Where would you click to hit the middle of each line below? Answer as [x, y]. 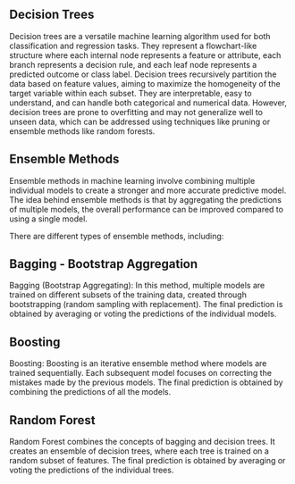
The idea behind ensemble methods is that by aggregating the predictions [145, 199]
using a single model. [48, 219]
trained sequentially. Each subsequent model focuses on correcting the [141, 373]
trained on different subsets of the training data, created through [128, 295]
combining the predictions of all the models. [90, 392]
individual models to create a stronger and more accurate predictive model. [148, 190]
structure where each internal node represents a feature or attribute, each [145, 55]
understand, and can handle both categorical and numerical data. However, [148, 103]
